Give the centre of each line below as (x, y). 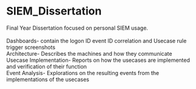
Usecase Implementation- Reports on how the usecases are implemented (98, 60)
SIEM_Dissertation (54, 11)
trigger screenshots (31, 47)
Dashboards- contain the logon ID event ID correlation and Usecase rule (96, 41)
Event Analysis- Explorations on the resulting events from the (83, 73)
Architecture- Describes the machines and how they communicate (89, 53)
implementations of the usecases (48, 79)
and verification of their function (46, 66)
